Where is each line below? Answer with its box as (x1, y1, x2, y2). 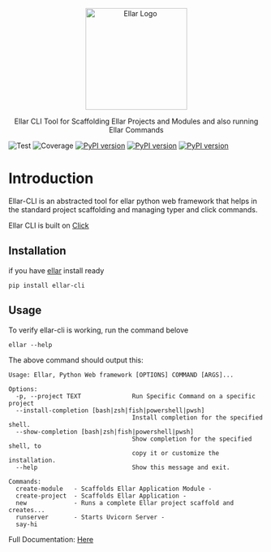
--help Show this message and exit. (15, 463, 230, 472)
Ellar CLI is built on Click (8, 220, 89, 230)
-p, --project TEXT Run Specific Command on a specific (15, 392, 256, 400)
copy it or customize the (131, 449, 220, 457)
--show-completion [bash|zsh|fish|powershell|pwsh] (15, 428, 195, 436)
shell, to (8, 441, 42, 450)
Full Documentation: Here (8, 534, 94, 544)
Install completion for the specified (131, 413, 264, 422)
